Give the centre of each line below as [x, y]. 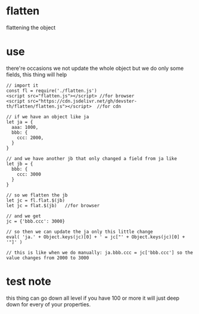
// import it [22, 85]
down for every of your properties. [49, 304]
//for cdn [109, 106]
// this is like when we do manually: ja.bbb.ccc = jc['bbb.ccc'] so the [100, 253]
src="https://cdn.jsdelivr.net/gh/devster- [82, 101]
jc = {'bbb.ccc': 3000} [36, 221]
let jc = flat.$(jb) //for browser [53, 205]
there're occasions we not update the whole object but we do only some [95, 68]
